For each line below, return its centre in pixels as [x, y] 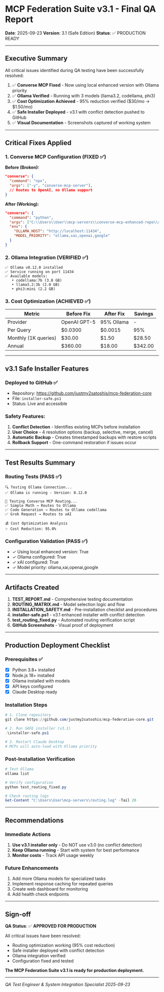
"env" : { [18, 227]
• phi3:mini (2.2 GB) [33, 289]
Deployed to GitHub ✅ [31, 382]
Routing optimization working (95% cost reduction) [63, 945]
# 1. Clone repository [28, 715]
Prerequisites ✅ [24, 659]
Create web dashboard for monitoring [50, 889]
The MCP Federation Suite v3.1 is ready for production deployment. [74, 970]
